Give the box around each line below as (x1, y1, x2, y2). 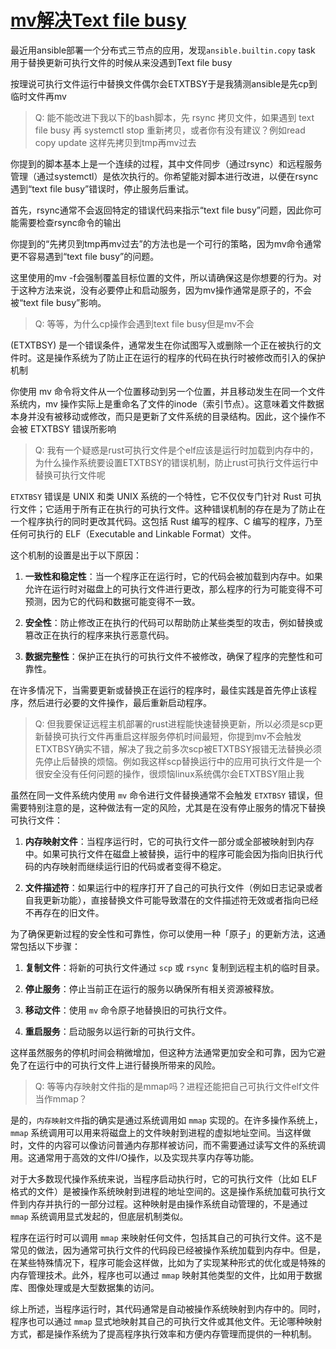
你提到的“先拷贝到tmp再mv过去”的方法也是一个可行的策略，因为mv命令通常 (10, 237, 322, 250)
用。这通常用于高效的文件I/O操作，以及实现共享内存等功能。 (10, 1151, 260, 1163)
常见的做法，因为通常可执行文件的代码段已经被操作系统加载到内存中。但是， (10, 1244, 326, 1256)
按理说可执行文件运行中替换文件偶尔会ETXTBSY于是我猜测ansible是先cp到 (10, 77, 318, 90)
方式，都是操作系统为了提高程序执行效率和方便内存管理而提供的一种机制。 (10, 1327, 317, 1340)
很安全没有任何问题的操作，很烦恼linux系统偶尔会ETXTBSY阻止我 (34, 767, 305, 780)
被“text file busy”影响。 (10, 296, 107, 308)
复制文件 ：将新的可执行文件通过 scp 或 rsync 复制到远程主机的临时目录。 (24, 961, 325, 973)
